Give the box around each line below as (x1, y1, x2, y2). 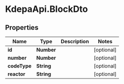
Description (61, 38, 89, 45)
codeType (7, 63, 32, 69)
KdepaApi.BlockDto (5, 3, 88, 15)
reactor (7, 71, 26, 78)
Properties (5, 23, 39, 32)
